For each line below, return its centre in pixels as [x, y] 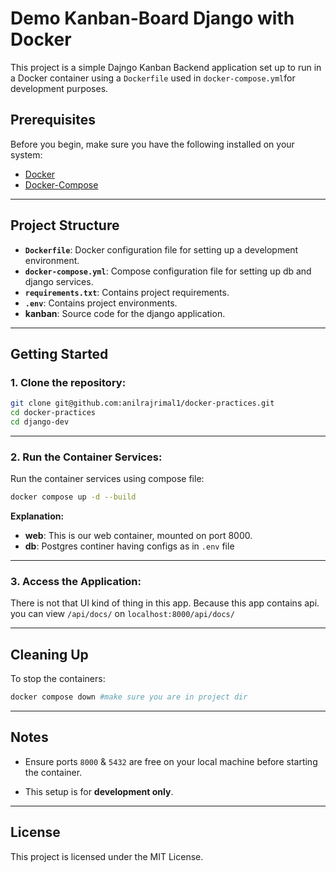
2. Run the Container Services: [86, 457]
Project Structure [65, 225]
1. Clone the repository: [68, 382]
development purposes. [59, 88]
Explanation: [37, 516]
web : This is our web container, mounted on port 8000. [138, 536]
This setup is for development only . [99, 791]
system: [26, 154]
